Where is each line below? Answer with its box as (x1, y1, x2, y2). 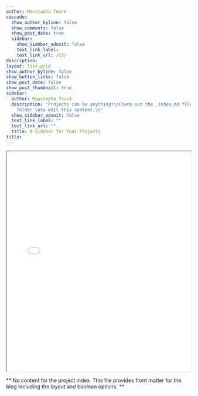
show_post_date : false (6, 80, 62, 86)
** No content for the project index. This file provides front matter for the (6, 377, 182, 384)
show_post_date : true (11, 31, 64, 36)
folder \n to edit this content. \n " (16, 107, 104, 113)
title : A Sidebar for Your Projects (11, 128, 101, 135)
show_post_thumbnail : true (6, 85, 72, 91)
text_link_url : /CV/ (16, 52, 67, 58)
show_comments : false (11, 25, 64, 31)
